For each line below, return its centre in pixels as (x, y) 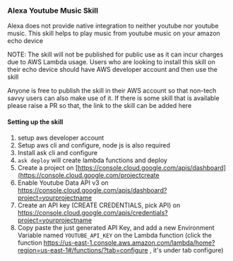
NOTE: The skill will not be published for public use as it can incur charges (115, 54)
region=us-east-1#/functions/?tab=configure (83, 250)
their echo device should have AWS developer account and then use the (112, 70)
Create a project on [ (48, 167)
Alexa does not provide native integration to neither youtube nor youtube (113, 26)
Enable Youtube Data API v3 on (63, 183)
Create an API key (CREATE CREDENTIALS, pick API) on (99, 205)
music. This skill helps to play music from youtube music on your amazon (114, 33)
